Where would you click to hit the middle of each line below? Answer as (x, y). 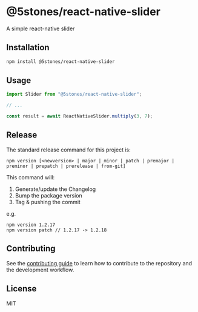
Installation (28, 48)
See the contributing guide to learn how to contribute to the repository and (99, 263)
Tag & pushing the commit (48, 202)
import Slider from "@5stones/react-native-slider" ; (74, 95)
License (21, 289)
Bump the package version (49, 195)
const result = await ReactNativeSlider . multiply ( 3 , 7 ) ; (80, 116)
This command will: (31, 177)
